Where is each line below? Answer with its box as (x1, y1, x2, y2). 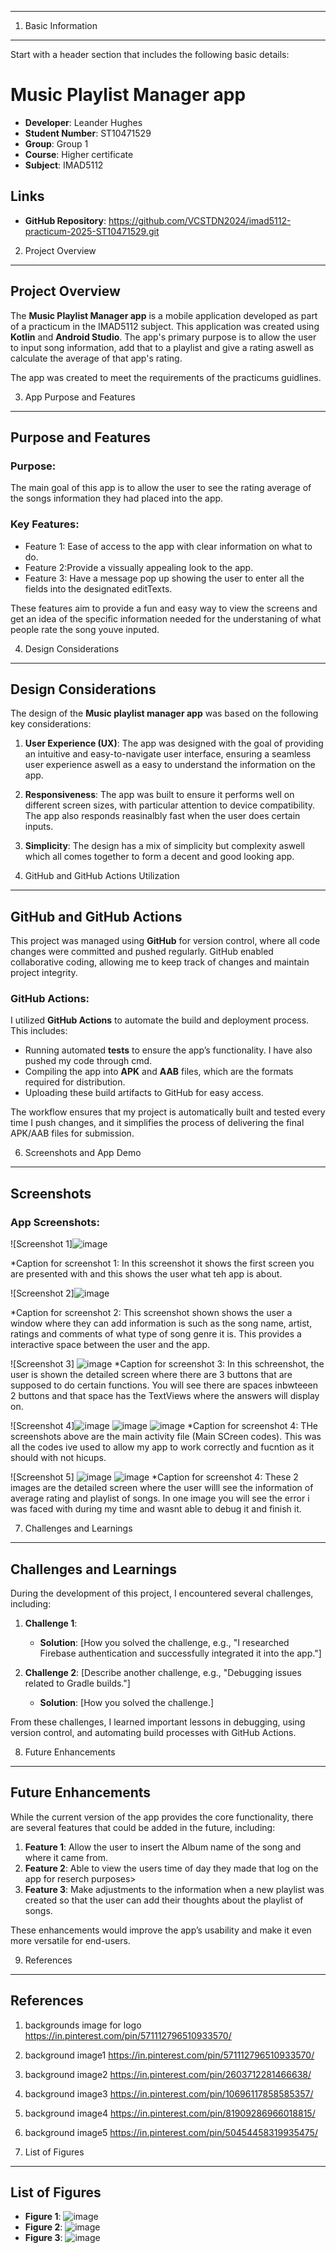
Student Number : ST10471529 (24, 127, 152, 139)
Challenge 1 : (24, 1617, 78, 1629)
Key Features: (10, 517, 80, 531)
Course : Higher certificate (24, 148, 134, 160)
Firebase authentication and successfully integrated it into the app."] (39, 1647, 322, 1659)
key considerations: (10, 718, 92, 730)
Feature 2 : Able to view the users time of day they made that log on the (24, 1862, 319, 1874)
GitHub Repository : (24, 214, 107, 226)
